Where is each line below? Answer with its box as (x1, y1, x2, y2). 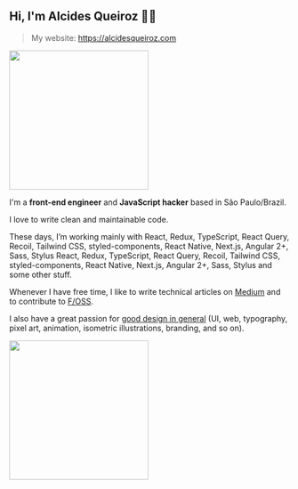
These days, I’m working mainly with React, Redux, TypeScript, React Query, (9, 231, 290, 241)
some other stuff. (9, 269, 73, 280)
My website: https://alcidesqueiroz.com (30, 32, 176, 43)
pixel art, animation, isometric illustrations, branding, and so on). (9, 322, 245, 333)
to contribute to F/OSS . (9, 296, 94, 306)
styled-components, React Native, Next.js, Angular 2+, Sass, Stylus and (9, 259, 273, 270)
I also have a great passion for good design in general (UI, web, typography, (9, 313, 288, 323)
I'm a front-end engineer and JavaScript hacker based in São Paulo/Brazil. (9, 197, 286, 208)
